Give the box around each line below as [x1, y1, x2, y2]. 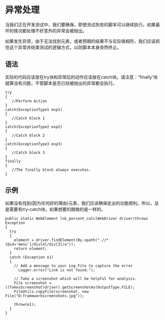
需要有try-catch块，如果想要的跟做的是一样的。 [9, 206, 106, 212]
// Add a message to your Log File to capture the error [14, 263, 133, 268]
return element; [14, 246, 48, 251]
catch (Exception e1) [9, 255, 54, 260]
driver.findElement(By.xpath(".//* [36, 238, 109, 242]
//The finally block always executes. [11, 167, 91, 172]
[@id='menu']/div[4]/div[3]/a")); [5, 241, 76, 247]
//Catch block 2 [11, 133, 45, 138]
